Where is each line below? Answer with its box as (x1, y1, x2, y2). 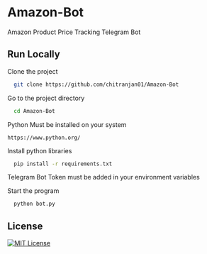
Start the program (7, 187, 60, 195)
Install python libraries (7, 146, 72, 155)
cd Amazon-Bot (13, 107, 55, 114)
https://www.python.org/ (7, 134, 81, 141)
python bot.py (13, 200, 55, 208)
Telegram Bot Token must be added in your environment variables (7, 173, 200, 182)
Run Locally (7, 48, 60, 60)
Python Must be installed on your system (7, 120, 127, 128)
